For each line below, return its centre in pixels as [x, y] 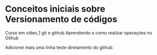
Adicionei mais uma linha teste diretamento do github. [59, 47]
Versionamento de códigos [61, 19]
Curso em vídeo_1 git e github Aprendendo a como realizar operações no [78, 33]
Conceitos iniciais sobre [55, 9]
